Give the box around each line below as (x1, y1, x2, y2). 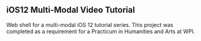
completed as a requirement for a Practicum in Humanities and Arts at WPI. (6, 28, 196, 35)
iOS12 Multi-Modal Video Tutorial (6, 5, 136, 15)
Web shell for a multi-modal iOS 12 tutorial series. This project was (6, 21, 174, 28)
